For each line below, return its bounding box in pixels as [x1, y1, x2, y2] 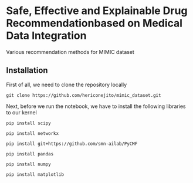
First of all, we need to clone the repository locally [6, 81, 127, 88]
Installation [6, 66, 48, 76]
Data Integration [6, 29, 87, 42]
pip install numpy [6, 161, 51, 167]
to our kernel [6, 109, 37, 116]
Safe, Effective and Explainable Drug [6, 4, 188, 18]
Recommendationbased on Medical [6, 16, 183, 30]
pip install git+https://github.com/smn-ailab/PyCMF [6, 141, 138, 147]
